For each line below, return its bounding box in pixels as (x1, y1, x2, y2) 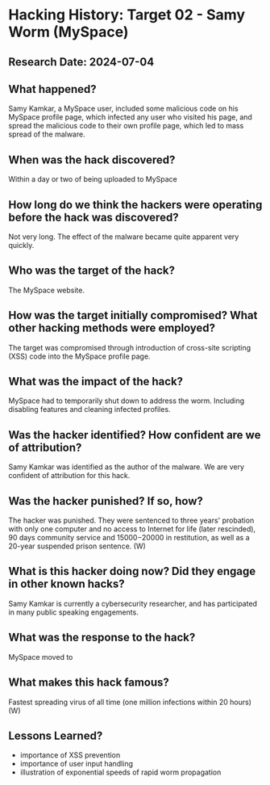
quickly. (8, 241, 35, 250)
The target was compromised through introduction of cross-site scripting (8, 342, 251, 352)
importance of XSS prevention (19, 750, 121, 760)
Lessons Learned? (8, 728, 103, 742)
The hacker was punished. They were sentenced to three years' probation (8, 515, 255, 526)
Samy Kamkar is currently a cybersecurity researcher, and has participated (8, 598, 258, 608)
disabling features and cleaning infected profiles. (8, 405, 171, 414)
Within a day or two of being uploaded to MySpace (8, 174, 177, 184)
